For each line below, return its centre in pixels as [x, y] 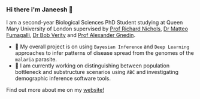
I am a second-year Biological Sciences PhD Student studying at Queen [95, 23]
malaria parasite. [36, 60]
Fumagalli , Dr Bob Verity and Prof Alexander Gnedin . [71, 35]
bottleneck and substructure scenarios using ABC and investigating [96, 72]
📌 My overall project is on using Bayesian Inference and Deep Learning [102, 47]
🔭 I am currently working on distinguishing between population [92, 66]
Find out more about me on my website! [55, 90]
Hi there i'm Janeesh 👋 [40, 10]
